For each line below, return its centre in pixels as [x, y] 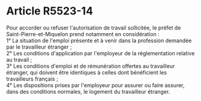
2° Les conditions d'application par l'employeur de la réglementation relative [100, 53]
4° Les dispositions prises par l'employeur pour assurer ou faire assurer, [95, 85]
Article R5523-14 [50, 11]
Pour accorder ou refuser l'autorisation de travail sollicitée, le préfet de [94, 28]
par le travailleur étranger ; [39, 47]
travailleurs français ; [32, 79]
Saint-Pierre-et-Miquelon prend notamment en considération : [83, 34]
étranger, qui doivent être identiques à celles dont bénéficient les [86, 72]
